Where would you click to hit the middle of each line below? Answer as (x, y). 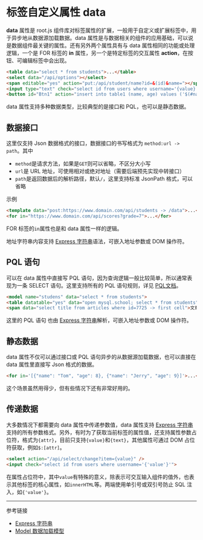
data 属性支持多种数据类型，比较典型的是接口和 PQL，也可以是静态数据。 (98, 107)
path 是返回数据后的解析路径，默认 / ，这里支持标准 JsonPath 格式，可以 (104, 179)
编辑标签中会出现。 (46, 60)
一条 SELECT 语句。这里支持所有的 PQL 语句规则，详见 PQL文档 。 (99, 285)
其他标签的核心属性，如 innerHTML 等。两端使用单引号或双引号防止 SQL (98, 484)
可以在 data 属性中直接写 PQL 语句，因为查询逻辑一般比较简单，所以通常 (97, 278)
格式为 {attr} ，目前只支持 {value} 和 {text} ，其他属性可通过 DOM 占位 (108, 440)
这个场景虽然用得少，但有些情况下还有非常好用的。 (70, 388)
